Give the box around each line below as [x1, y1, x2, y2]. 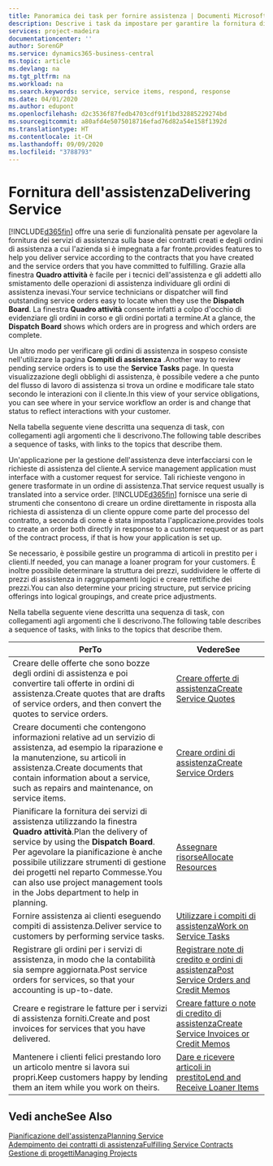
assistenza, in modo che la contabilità [12, 954, 156, 965]
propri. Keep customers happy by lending [12, 1072, 168, 1083]
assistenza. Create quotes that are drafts [12, 688, 166, 699]
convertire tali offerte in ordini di [12, 678, 135, 689]
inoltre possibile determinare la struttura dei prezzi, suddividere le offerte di [8, 566, 262, 576]
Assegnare [175, 841, 218, 853]
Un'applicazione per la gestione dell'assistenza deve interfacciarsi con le [8, 456, 253, 465]
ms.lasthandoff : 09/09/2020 [8, 140, 104, 149]
